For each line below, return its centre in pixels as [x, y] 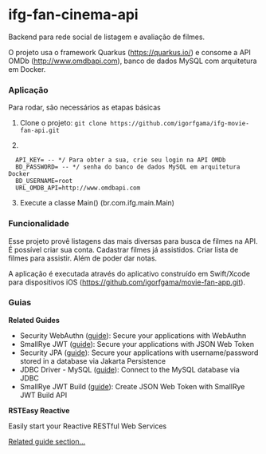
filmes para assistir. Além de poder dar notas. [83, 258]
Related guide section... [47, 441]
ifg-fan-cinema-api [73, 15]
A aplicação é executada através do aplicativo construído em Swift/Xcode [129, 273]
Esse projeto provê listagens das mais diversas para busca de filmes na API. [133, 241]
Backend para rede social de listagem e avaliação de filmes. [107, 37]
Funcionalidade [39, 224]
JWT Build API [43, 395]
